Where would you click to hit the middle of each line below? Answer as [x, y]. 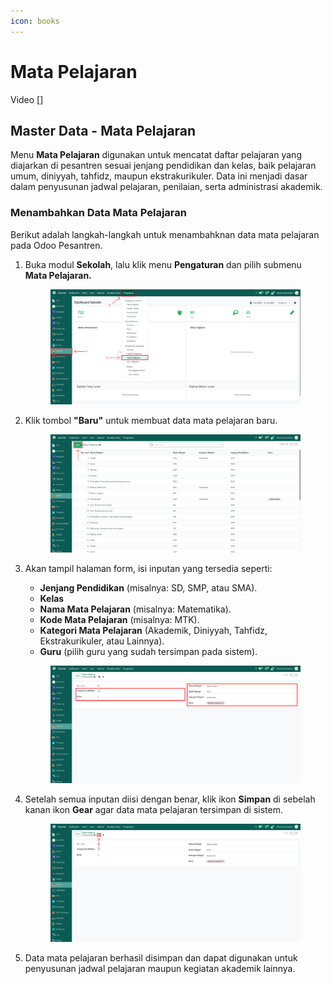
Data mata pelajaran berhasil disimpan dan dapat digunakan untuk [161, 958]
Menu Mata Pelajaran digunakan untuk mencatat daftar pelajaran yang [156, 155]
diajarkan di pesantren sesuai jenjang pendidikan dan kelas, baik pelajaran [163, 166]
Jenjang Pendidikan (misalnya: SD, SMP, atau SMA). [148, 587]
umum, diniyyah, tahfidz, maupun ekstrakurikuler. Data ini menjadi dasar [159, 176]
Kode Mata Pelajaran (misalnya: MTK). [119, 619]
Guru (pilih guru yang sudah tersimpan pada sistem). [148, 651]
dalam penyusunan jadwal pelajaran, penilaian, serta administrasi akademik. [166, 187]
